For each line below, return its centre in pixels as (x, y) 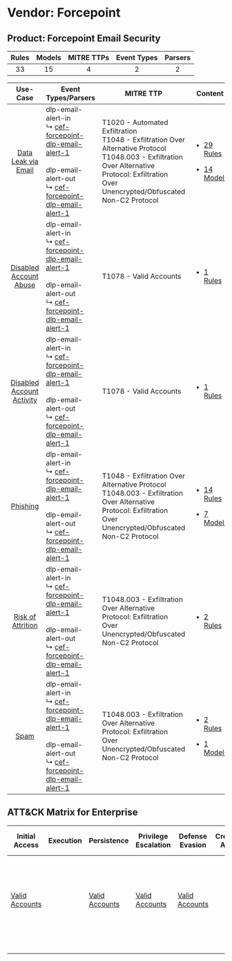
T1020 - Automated (135, 122)
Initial (26, 836)
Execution (65, 840)
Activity (25, 400)
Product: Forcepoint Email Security (84, 38)
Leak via (25, 161)
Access (26, 845)
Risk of (25, 617)
